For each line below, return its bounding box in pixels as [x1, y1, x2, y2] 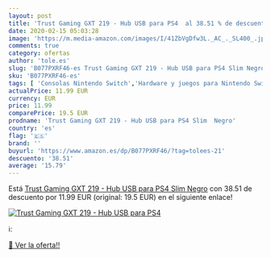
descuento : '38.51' [8, 154, 74, 162]
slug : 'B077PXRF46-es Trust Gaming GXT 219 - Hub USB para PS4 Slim [8, 64, 244, 73]
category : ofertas [8, 49, 70, 57]
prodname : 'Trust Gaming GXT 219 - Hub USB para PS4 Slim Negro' [8, 117, 236, 125]
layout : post [8, 11, 52, 20]
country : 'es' [8, 124, 56, 132]
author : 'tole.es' [8, 57, 70, 65]
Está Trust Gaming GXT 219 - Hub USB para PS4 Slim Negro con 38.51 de [8, 184, 252, 193]
